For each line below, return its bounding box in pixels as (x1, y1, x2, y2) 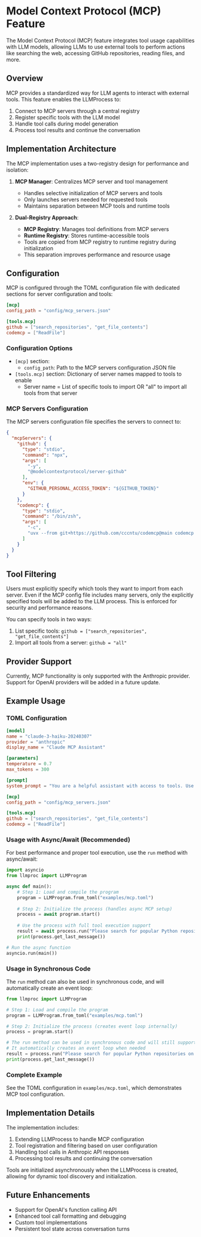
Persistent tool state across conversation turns (14, 1225, 130, 1232)
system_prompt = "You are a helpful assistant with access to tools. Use (6, 783, 194, 789)
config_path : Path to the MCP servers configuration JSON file (23, 364, 176, 372)
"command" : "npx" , (22, 452, 68, 458)
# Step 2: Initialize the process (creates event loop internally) (6, 1023, 178, 1029)
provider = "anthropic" (6, 739, 66, 745)
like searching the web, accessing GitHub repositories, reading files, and (6, 49, 185, 56)
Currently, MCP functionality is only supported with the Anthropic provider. (6, 672, 190, 679)
